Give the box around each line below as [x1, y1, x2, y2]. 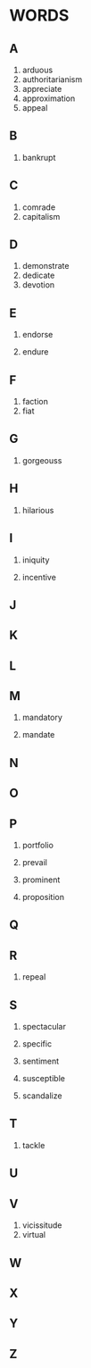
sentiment [21, 1055, 60, 1067]
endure [21, 346, 49, 357]
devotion [21, 279, 55, 290]
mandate [21, 730, 55, 740]
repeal [21, 972, 46, 982]
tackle [21, 1139, 45, 1150]
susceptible [21, 1073, 65, 1084]
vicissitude [21, 1220, 62, 1230]
